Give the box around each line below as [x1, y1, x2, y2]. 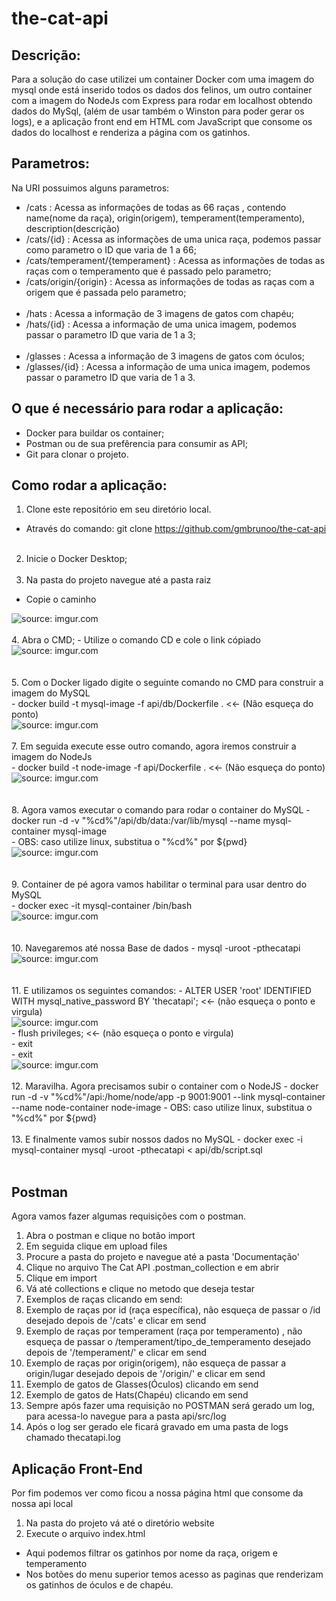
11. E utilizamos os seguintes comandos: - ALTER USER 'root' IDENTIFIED [11, 985, 312, 997]
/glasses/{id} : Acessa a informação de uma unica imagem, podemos [25, 360, 311, 372]
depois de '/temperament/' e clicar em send [25, 1347, 208, 1359]
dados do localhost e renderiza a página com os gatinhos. [11, 127, 251, 138]
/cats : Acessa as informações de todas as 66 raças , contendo [25, 201, 287, 213]
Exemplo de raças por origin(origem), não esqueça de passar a [25, 1357, 287, 1369]
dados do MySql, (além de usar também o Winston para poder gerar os [11, 105, 305, 117]
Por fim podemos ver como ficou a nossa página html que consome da [11, 1487, 304, 1499]
